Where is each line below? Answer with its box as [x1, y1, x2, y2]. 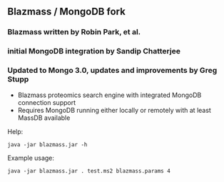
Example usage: [7, 153, 55, 162]
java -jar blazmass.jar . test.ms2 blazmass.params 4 [7, 167, 171, 174]
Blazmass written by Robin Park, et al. [7, 27, 141, 37]
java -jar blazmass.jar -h [7, 141, 88, 148]
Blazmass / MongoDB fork [7, 6, 126, 18]
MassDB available [17, 113, 71, 122]
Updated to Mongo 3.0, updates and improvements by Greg [7, 66, 218, 76]
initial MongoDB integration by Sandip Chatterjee [7, 46, 180, 56]
